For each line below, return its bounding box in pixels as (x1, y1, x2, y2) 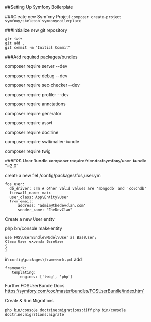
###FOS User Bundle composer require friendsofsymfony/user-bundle (5, 158, 147, 163)
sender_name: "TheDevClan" (17, 207, 73, 212)
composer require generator (5, 111, 62, 116)
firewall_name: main (9, 190, 51, 195)
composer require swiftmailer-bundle (5, 139, 79, 144)
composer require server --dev (5, 63, 67, 69)
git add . (5, 41, 25, 46)
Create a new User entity (5, 216, 55, 221)
